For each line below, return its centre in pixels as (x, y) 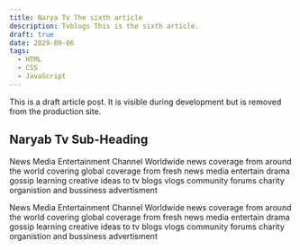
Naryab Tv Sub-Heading (79, 140)
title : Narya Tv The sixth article (76, 18)
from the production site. (55, 111)
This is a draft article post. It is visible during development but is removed (145, 102)
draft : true (32, 34)
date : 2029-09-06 (42, 43)
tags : (19, 51)
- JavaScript (42, 76)
